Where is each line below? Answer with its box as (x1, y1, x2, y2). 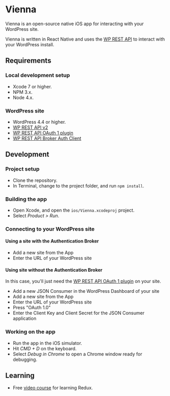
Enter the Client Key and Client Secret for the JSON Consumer (12, 310, 145, 316)
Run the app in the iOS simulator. (12, 340, 82, 346)
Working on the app (5, 328, 55, 335)
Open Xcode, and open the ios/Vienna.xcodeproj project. (12, 207, 135, 213)
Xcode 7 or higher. (12, 83, 52, 89)
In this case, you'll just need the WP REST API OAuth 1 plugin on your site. (5, 278, 161, 285)
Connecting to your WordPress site (5, 225, 95, 232)
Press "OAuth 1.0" (12, 305, 51, 311)
